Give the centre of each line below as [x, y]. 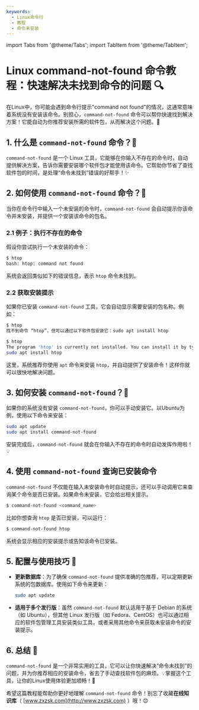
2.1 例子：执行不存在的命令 [44, 233]
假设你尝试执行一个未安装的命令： [48, 247]
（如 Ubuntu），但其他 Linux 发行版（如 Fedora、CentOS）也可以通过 [99, 615]
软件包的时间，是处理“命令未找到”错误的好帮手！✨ [68, 172]
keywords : [18, 12]
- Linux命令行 [28, 17]
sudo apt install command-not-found [51, 432]
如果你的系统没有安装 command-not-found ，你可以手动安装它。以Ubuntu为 [96, 408]
